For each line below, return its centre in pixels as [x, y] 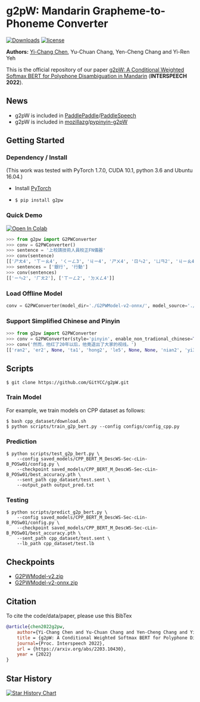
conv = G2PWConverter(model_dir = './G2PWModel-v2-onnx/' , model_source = [97, 306]
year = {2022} [34, 654]
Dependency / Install [37, 157]
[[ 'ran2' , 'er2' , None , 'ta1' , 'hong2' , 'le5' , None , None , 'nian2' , [94, 350]
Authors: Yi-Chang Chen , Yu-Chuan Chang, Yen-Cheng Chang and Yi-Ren [98, 51]
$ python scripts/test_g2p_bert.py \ [53, 454]
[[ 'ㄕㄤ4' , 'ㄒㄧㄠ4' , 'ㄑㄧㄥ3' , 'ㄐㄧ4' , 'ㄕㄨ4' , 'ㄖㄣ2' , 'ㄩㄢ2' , [90, 262]
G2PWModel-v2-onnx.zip [46, 583]
